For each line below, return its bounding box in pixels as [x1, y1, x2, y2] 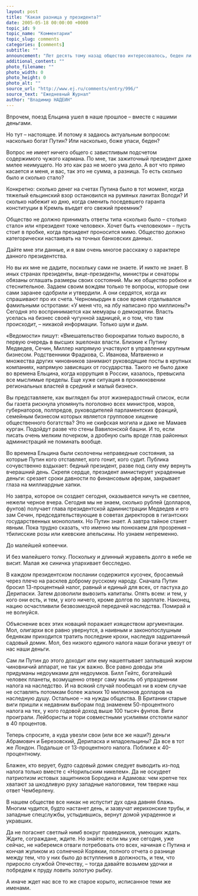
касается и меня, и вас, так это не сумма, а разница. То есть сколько [6, 167, 183, 175]
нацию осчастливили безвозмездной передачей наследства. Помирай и [6, 602, 190, 609]
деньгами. [6, 119, 33, 126]
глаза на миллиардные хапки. [6, 481, 82, 488]
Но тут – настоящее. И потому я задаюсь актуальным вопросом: [6, 131, 170, 138]
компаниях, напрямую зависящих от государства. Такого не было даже [6, 363, 188, 370]
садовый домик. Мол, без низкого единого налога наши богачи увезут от [6, 639, 192, 646]
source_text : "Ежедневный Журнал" [6, 91, 92, 97]
